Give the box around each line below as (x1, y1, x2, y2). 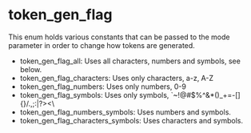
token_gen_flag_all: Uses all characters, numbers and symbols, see (19, 56, 241, 66)
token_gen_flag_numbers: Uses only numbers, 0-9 (19, 82, 186, 91)
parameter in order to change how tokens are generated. (8, 40, 196, 50)
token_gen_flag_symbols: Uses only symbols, (19, 90, 169, 99)
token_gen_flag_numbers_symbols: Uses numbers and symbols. (19, 107, 232, 117)
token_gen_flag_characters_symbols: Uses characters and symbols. (19, 115, 244, 125)
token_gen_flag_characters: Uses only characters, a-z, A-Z (19, 73, 214, 83)
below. (19, 64, 42, 74)
